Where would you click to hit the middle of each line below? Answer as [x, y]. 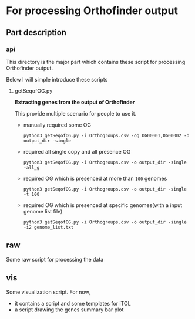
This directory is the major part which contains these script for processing [96, 62]
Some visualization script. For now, [48, 292]
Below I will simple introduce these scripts [57, 79]
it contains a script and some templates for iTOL [73, 303]
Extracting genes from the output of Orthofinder [75, 102]
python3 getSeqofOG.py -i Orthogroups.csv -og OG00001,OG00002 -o [106, 135]
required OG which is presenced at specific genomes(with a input [103, 205]
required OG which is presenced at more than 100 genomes [95, 178]
